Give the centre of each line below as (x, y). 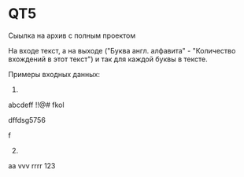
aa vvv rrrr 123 (32, 165)
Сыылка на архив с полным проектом (72, 35)
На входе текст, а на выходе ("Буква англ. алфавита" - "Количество (122, 50)
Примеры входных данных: (54, 74)
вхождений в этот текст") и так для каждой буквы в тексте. (108, 59)
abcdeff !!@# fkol (36, 105)
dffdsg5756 (27, 120)
